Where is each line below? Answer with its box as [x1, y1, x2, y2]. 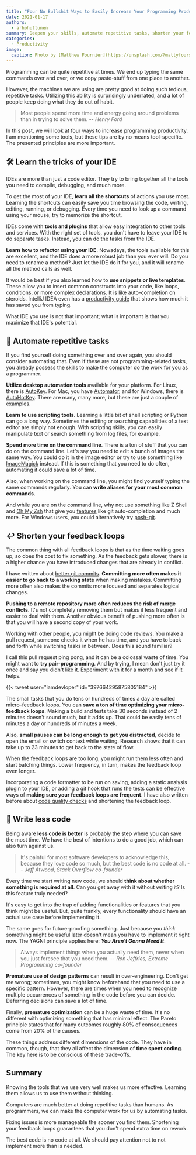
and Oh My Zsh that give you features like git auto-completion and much [6, 508, 180, 515]
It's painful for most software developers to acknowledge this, [20, 853, 170, 860]
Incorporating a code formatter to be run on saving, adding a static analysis [6, 779, 188, 786]
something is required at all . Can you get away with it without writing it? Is [6, 884, 185, 891]
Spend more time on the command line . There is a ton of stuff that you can [6, 442, 188, 449]
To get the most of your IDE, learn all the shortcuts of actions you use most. [6, 193, 190, 200]
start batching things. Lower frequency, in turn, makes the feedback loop [6, 761, 181, 768]
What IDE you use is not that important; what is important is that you [6, 313, 170, 320]
